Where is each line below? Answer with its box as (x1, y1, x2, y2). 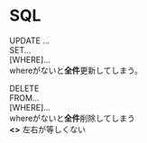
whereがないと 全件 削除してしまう (9, 112, 135, 123)
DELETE (9, 83, 40, 94)
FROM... (9, 92, 40, 103)
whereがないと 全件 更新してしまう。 (9, 65, 142, 76)
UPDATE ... (9, 35, 50, 46)
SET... (9, 44, 32, 55)
